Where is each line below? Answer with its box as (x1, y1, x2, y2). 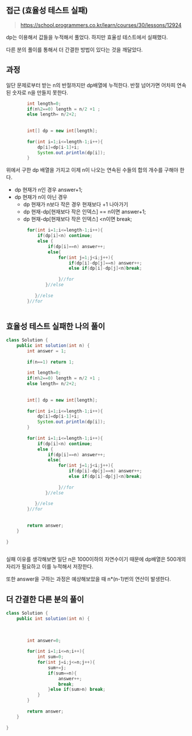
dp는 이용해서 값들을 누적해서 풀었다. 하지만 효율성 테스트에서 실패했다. (6, 33, 168, 40)
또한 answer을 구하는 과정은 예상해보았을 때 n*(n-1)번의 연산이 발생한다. (6, 575, 171, 582)
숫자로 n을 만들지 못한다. (12, 89, 68, 96)
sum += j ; (47, 664, 67, 670)
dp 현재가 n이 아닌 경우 (14, 194, 68, 201)
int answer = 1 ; (27, 348, 67, 354)
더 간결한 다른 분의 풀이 (6, 594, 85, 604)
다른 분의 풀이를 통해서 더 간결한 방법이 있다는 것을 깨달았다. (6, 46, 143, 53)
